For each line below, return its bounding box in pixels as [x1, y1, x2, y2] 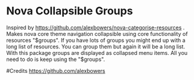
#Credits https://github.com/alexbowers [6, 67, 105, 74]
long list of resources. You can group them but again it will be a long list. [6, 43, 186, 50]
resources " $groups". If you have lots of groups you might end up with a [6, 36, 186, 44]
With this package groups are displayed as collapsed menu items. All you [6, 49, 188, 56]
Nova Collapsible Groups [6, 4, 133, 18]
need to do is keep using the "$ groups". [6, 56, 105, 63]
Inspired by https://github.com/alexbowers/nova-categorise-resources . [6, 24, 185, 31]
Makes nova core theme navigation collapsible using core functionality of [6, 30, 188, 37]
